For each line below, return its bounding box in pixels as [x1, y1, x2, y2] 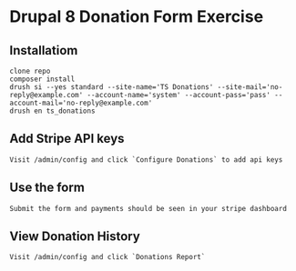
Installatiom [9, 43, 78, 58]
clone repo [9, 66, 51, 75]
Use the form [9, 180, 85, 196]
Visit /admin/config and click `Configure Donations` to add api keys [9, 155, 283, 165]
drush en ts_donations [9, 106, 96, 115]
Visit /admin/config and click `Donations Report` [9, 253, 206, 262]
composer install [9, 75, 76, 84]
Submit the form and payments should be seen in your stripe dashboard [9, 204, 287, 213]
